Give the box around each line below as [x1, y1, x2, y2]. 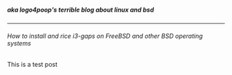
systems [7, 39, 31, 47]
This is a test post [7, 61, 57, 69]
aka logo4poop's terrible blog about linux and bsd [7, 6, 154, 14]
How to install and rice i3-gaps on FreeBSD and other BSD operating [7, 32, 203, 40]
